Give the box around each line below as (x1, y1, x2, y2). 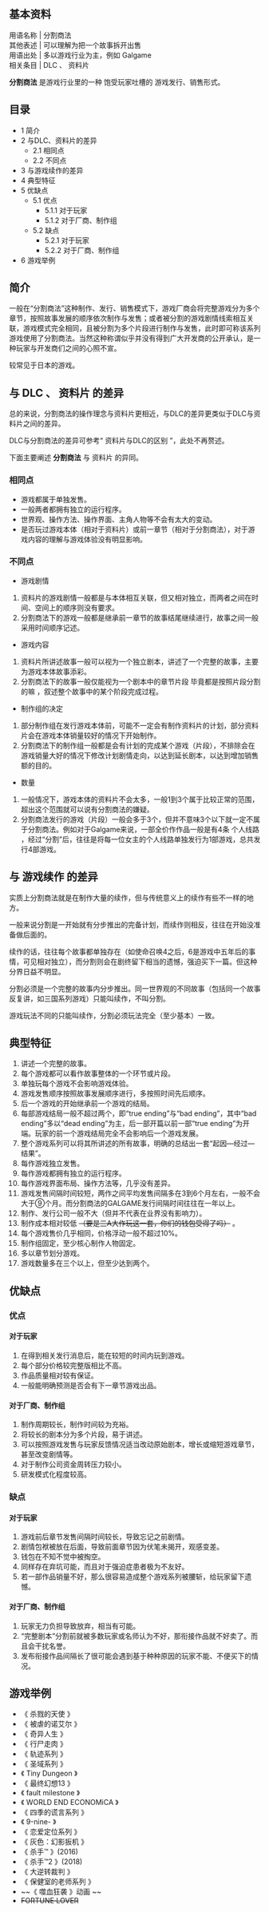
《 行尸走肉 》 (20, 1739, 67, 1749)
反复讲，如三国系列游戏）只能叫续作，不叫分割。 (9, 994, 170, 1003)
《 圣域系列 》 (20, 1759, 67, 1769)
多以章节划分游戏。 (20, 1248, 85, 1258)
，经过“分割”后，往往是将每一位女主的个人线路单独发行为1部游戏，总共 (20, 834, 254, 844)
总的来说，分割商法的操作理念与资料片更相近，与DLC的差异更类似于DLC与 (9, 409, 254, 418)
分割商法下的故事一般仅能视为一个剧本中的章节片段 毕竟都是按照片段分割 (20, 676, 261, 686)
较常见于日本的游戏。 (9, 360, 79, 370)
